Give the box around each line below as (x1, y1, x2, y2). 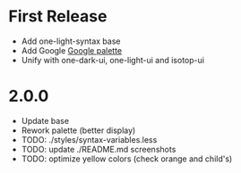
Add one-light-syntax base (21, 36, 121, 46)
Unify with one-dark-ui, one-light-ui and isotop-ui (21, 54, 205, 65)
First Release (8, 6, 108, 27)
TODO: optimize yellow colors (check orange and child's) (21, 153, 233, 164)
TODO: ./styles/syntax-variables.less (21, 134, 158, 144)
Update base (21, 115, 69, 126)
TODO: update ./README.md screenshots (21, 144, 176, 154)
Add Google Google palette (21, 45, 123, 55)
